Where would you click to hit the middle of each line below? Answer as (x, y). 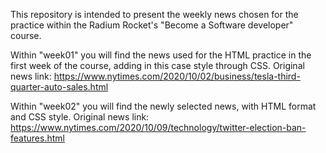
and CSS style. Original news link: (80, 117)
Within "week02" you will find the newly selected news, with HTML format (163, 106)
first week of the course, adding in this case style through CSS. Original (157, 65)
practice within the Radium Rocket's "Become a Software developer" (152, 25)
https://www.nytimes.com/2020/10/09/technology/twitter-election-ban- (158, 127)
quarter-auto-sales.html (59, 87)
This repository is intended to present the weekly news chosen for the (154, 14)
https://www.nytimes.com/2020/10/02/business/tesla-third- (177, 76)
